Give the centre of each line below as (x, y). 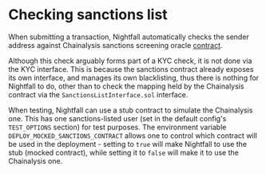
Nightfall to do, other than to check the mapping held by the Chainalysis (126, 86)
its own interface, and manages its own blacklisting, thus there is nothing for (134, 77)
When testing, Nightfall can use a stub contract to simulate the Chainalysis (131, 110)
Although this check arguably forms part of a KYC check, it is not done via (130, 61)
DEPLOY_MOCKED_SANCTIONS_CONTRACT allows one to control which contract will (133, 135)
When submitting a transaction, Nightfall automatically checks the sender (129, 37)
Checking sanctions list (88, 15)
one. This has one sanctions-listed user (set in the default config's (117, 118)
